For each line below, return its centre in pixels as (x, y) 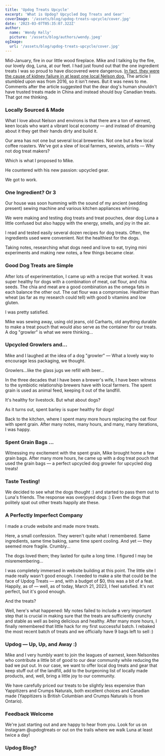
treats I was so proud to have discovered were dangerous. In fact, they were (82, 71)
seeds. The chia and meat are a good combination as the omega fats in (77, 287)
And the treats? (21, 601)
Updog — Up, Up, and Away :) (41, 644)
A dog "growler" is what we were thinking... (49, 332)
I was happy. (18, 429)
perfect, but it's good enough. (35, 591)
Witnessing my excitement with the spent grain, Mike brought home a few (80, 453)
